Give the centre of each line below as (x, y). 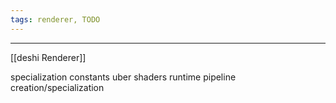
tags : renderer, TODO (55, 19)
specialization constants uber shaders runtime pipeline (123, 77)
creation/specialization (57, 87)
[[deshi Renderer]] (48, 57)
